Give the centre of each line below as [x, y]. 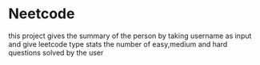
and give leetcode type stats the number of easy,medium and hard [118, 44]
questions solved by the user [56, 52]
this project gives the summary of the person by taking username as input [130, 36]
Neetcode [42, 14]
